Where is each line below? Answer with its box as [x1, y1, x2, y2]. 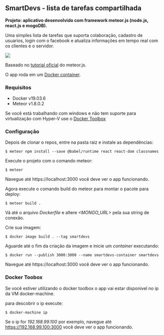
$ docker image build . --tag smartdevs [5, 234, 90, 239]
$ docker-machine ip [5, 310, 48, 315]
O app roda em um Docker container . [5, 71, 81, 77]
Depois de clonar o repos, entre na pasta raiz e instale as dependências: [5, 139, 154, 145]
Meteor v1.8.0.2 [12, 101, 45, 107]
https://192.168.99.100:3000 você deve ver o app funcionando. [5, 324, 133, 330]
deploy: [5, 191, 21, 197]
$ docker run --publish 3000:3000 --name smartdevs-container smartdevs [5, 253, 159, 258]
